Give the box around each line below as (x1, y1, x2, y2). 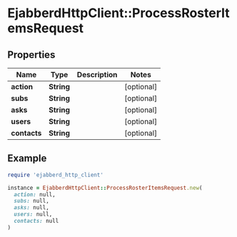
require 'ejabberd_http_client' (7, 171, 104, 178)
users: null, (14, 211, 53, 218)
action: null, (14, 191, 56, 198)
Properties (7, 49, 56, 61)
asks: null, (14, 204, 50, 211)
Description (76, 70, 118, 79)
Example (7, 152, 47, 165)
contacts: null (14, 218, 59, 225)
